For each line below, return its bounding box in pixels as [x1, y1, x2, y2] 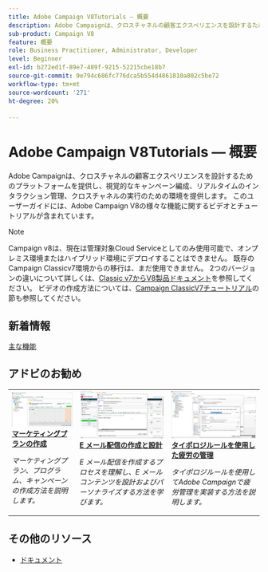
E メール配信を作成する [79, 457, 156, 467]
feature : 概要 [8, 38, 53, 46]
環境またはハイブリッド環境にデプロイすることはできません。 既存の [29, 254, 255, 263]
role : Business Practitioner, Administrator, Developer [8, 46, 198, 55]
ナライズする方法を [93, 487, 157, 497]
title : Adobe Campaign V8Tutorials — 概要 [8, 13, 149, 21]
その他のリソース [8, 532, 92, 546]
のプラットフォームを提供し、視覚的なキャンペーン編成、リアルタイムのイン [8, 181, 259, 191]
